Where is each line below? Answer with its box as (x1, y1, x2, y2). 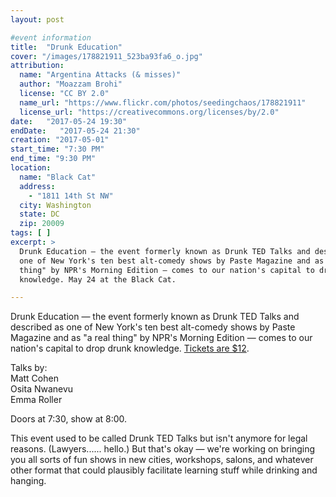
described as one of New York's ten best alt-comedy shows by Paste (10, 321, 296, 333)
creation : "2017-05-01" (10, 135, 110, 145)
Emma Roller (10, 394, 63, 406)
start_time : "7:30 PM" (10, 144, 105, 155)
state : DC (19, 209, 60, 220)
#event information (10, 32, 92, 43)
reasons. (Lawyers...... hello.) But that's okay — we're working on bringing (10, 443, 315, 455)
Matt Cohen (10, 372, 59, 385)
